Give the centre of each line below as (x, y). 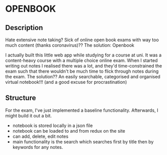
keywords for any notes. (38, 147)
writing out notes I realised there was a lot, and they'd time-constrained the (84, 66)
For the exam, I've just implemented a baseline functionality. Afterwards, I (82, 110)
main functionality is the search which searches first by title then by (83, 142)
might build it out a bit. (29, 115)
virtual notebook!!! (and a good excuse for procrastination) (66, 82)
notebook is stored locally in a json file (53, 126)
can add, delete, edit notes (40, 136)
